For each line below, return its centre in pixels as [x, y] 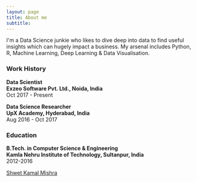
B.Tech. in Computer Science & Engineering [62, 148]
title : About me [27, 18]
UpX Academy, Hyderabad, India [48, 113]
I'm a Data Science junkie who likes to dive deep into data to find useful [95, 41]
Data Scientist [24, 82]
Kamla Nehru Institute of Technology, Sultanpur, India [75, 154]
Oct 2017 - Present [30, 95]
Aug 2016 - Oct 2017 [32, 119]
